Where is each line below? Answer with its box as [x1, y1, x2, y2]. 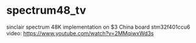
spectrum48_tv [6, 4, 86, 17]
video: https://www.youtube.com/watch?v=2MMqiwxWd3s [6, 29, 154, 36]
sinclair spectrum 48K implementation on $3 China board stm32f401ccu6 [6, 23, 191, 30]
